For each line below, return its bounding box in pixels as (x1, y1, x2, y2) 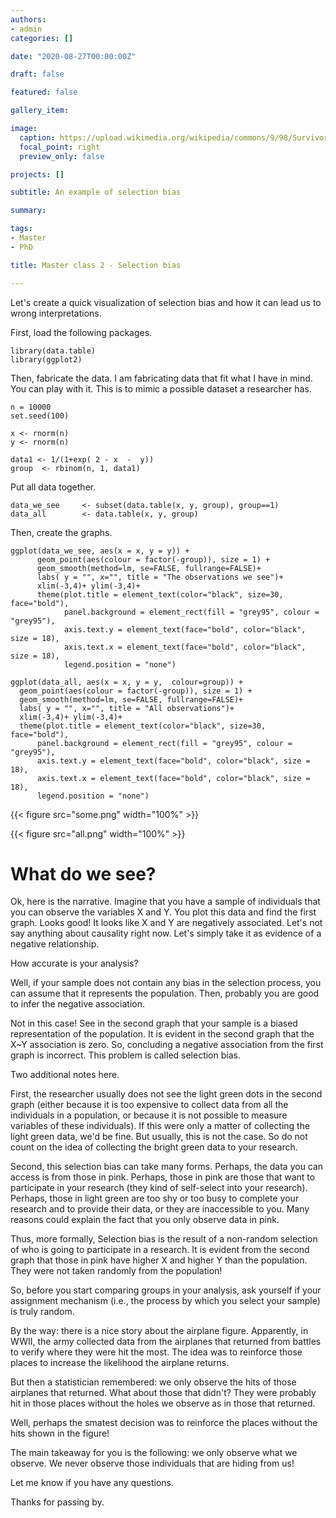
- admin (10, 24, 43, 34)
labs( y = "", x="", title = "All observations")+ (19, 703, 235, 713)
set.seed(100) (10, 411, 70, 421)
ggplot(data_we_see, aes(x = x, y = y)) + (10, 546, 190, 556)
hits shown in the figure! (10, 1427, 110, 1440)
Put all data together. (10, 481, 97, 493)
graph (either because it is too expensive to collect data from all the (10, 1099, 289, 1111)
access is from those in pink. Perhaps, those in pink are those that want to (10, 1171, 316, 1183)
